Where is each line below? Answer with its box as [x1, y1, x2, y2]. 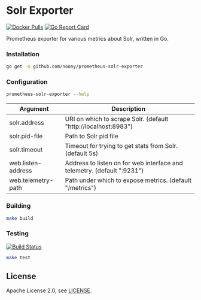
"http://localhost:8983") [65, 122, 133, 131]
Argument [19, 105, 49, 113]
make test [6, 254, 31, 260]
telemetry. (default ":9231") [65, 166, 144, 175]
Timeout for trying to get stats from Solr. [65, 142, 178, 150]
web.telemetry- [9, 176, 54, 184]
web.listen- [9, 159, 42, 168]
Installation [6, 50, 40, 58]
